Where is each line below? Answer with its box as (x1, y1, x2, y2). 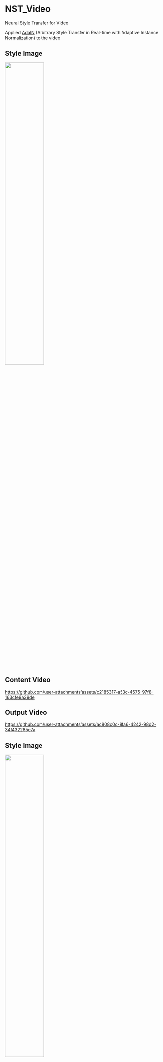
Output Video (5, 708, 47, 717)
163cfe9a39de (5, 694, 35, 700)
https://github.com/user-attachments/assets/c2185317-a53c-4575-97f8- (5, 689, 154, 695)
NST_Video (5, 3, 51, 15)
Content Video (5, 676, 51, 684)
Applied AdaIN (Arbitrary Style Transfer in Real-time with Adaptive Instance (5, 29, 159, 35)
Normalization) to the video (5, 35, 61, 41)
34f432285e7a (5, 727, 36, 733)
